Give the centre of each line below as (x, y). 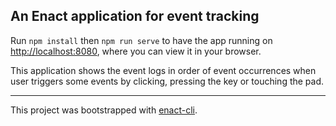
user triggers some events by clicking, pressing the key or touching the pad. (167, 81)
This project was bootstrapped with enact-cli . (104, 110)
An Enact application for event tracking (135, 16)
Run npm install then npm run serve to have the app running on (141, 40)
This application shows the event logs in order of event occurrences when (163, 70)
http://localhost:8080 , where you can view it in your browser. (136, 51)
